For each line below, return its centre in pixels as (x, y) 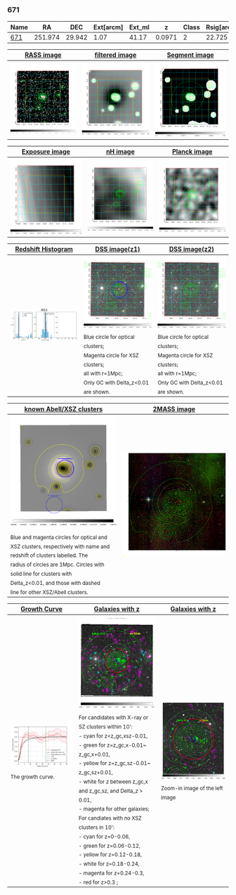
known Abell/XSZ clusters (64, 408)
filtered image (116, 55)
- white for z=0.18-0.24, (109, 864)
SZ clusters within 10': (105, 727)
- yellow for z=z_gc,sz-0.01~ (114, 764)
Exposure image (46, 152)
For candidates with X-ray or (113, 718)
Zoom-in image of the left (192, 788)
